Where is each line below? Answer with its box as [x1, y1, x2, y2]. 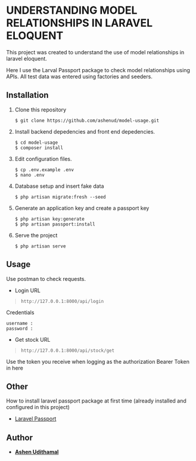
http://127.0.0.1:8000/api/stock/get [20, 347, 115, 354]
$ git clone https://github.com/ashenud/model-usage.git [14, 117, 160, 123]
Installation [6, 90, 49, 100]
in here [6, 364, 24, 372]
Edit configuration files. [14, 155, 73, 162]
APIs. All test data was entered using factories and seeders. [6, 73, 153, 80]
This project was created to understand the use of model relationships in [6, 48, 185, 55]
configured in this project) [6, 404, 70, 411]
